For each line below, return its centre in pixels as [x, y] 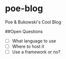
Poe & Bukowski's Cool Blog [33, 22]
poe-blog [24, 9]
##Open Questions [24, 31]
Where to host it [28, 46]
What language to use [34, 41]
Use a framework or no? [36, 52]
